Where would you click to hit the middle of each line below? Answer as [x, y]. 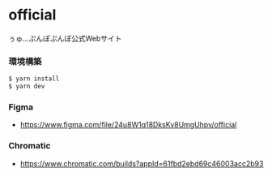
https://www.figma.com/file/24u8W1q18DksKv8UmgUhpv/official [128, 125]
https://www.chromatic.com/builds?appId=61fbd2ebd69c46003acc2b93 [142, 163]
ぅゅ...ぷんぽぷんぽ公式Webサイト [66, 38]
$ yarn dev [27, 87]
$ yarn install [34, 79]
